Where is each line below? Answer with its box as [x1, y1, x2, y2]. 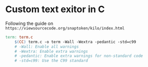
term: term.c [5, 35, 33, 40]
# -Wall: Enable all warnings [14, 44, 79, 49]
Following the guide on [5, 20, 54, 26]
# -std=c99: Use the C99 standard [14, 58, 88, 63]
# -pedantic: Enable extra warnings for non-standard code [14, 53, 143, 59]
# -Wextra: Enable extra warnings [14, 49, 88, 54]
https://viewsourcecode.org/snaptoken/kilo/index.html [5, 25, 125, 31]
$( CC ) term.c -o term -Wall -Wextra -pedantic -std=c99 [14, 39, 137, 44]
